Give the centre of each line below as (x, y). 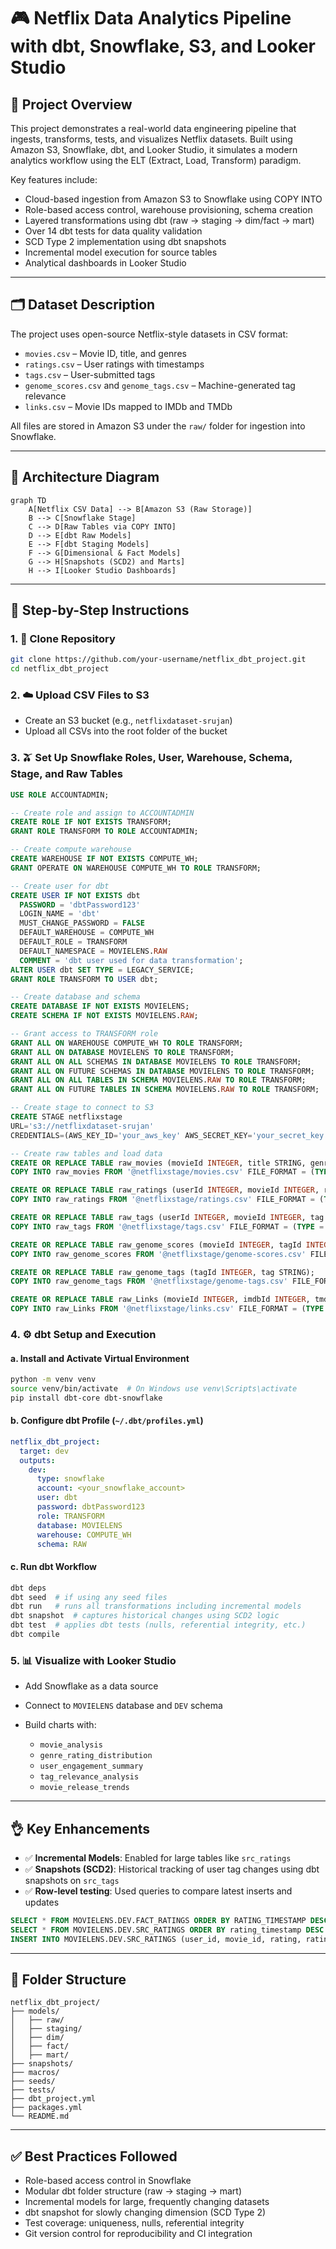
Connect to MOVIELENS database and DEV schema (123, 1706)
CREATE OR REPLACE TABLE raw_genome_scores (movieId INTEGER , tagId (156, 1245)
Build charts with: (60, 1725)
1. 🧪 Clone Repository (63, 638)
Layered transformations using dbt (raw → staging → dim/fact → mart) (169, 220)
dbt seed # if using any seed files (89, 1597)
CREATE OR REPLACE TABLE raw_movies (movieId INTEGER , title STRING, (158, 1163)
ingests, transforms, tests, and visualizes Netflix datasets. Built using (151, 139)
